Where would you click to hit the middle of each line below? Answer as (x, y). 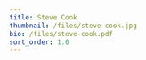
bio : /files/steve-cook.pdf (61, 34)
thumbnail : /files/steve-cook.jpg (73, 26)
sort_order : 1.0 (39, 42)
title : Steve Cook (43, 17)
